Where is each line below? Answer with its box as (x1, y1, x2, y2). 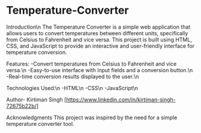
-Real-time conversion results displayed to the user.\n (6, 73, 139, 80)
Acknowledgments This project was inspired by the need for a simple (6, 114, 178, 121)
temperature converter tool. (6, 120, 74, 127)
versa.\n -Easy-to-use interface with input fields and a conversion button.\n (6, 66, 193, 73)
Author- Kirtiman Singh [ (6, 96, 67, 103)
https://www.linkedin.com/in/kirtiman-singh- (65, 96, 176, 103)
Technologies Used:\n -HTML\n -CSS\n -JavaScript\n (6, 84, 139, 91)
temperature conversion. (6, 48, 67, 55)
